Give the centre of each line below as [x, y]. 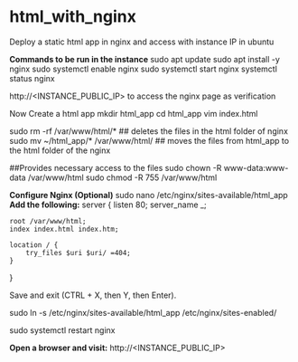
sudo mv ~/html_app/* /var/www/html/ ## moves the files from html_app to [149, 140]
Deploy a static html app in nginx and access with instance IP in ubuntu [142, 42]
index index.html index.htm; [64, 229]
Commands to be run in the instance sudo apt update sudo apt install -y [144, 59]
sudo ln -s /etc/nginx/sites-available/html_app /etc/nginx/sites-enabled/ [143, 312]
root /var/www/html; [48, 221]
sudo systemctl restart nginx [62, 330]
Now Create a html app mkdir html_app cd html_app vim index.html [134, 113]
